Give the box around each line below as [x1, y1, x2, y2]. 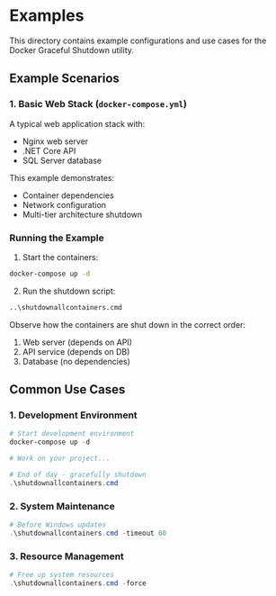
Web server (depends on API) [22, 337, 133, 348]
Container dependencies [22, 190, 114, 201]
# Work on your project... [9, 454, 111, 464]
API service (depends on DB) [22, 346, 130, 357]
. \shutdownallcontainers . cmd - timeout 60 [9, 528, 167, 537]
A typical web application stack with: [9, 118, 146, 129]
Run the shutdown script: [22, 285, 116, 296]
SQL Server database [22, 155, 102, 166]
